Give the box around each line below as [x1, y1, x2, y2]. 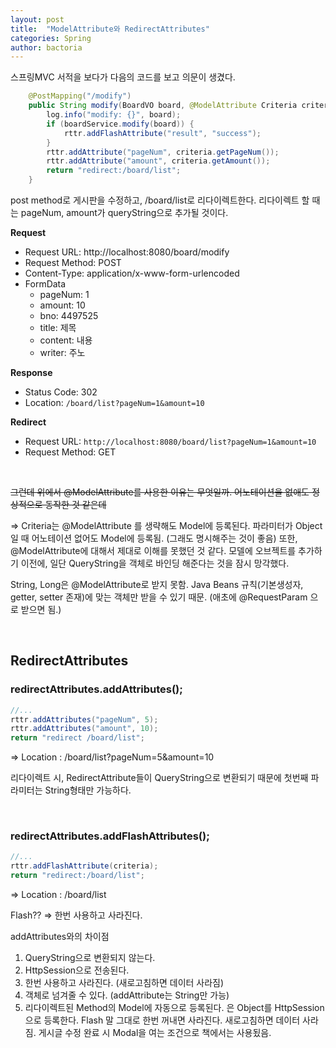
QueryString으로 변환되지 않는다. [24, 952, 156, 964]
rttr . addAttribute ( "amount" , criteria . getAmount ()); [46, 156, 271, 166]
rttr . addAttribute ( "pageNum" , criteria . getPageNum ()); [46, 147, 280, 157]
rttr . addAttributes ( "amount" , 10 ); [10, 724, 159, 734]
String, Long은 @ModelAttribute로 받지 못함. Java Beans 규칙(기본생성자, [10, 579, 304, 590]
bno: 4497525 [39, 310, 99, 321]
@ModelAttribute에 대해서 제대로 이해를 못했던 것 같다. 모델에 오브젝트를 [10, 545, 297, 556]
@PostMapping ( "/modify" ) [28, 91, 132, 101]
